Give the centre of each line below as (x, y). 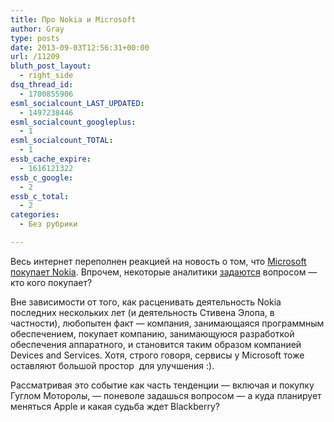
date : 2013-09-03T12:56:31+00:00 (80, 47)
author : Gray (37, 29)
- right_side (46, 76)
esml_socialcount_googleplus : (73, 122)
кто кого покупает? (51, 282)
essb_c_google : (42, 177)
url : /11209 (35, 57)
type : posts (35, 38)
